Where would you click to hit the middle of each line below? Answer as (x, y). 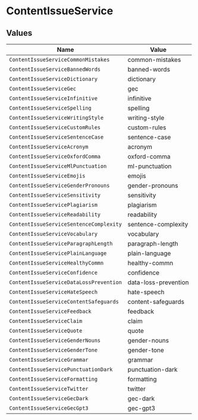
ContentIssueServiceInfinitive (54, 99)
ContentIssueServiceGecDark (49, 398)
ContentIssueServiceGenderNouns (55, 340)
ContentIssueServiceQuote (46, 331)
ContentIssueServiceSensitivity (55, 195)
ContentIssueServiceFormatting (54, 379)
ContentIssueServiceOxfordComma (55, 156)
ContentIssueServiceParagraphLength (61, 243)
